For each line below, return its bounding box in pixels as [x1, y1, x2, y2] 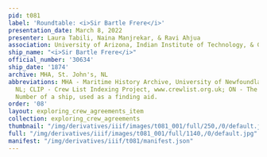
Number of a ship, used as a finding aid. [15, 93, 158, 101]
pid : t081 [8, 11, 41, 20]
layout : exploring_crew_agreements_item [8, 108, 145, 116]
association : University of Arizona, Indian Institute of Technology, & [8, 41, 254, 49]
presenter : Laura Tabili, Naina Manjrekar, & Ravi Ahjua [8, 33, 201, 42]
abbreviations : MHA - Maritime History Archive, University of [8, 78, 222, 86]
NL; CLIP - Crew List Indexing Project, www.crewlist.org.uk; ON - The [15, 85, 258, 94]
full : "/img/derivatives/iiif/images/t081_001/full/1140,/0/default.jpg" [8, 129, 258, 137]
